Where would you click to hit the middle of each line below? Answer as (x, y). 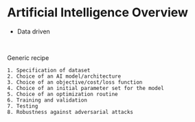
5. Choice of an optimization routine (62, 94)
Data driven (33, 31)
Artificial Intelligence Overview (98, 13)
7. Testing (23, 106)
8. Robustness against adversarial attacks (70, 112)
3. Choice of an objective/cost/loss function (75, 82)
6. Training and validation (47, 100)
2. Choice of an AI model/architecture (64, 76)
